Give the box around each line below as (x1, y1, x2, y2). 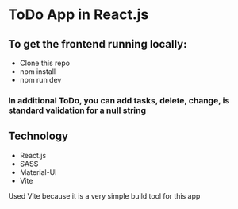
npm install (19, 67, 56, 76)
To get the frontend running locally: (8, 37, 187, 51)
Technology (8, 130, 69, 143)
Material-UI (19, 167, 57, 176)
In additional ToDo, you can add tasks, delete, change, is (8, 95, 230, 106)
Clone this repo (19, 58, 70, 68)
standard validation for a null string (8, 105, 147, 116)
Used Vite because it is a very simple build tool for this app (8, 191, 201, 200)
